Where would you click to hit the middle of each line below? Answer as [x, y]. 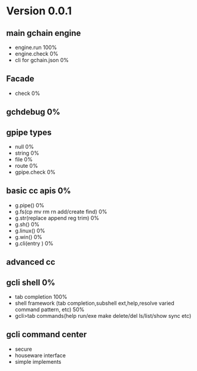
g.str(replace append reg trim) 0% [57, 218]
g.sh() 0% [27, 224]
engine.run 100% [36, 47]
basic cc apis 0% [39, 191]
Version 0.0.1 [39, 11]
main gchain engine [44, 33]
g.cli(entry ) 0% [34, 243]
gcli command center [47, 335]
